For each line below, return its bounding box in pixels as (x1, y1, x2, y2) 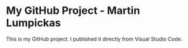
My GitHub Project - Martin (6, 4, 140, 17)
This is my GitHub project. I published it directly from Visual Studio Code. (6, 35, 183, 42)
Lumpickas (6, 16, 61, 29)
